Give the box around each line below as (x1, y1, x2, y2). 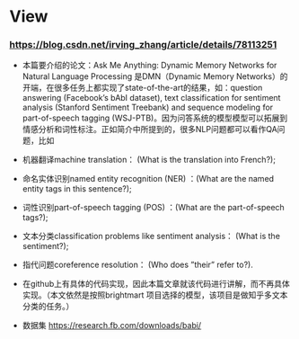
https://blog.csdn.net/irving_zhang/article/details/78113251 (9, 39, 277, 51)
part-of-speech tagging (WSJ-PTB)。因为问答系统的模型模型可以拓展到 (22, 112, 288, 123)
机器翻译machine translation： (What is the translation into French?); (22, 155, 277, 165)
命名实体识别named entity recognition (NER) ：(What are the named (22, 174, 275, 184)
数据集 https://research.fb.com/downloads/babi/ (22, 320, 202, 331)
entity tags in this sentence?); (22, 183, 132, 194)
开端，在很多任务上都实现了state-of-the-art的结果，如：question (22, 83, 263, 94)
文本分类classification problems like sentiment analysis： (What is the (22, 231, 281, 242)
